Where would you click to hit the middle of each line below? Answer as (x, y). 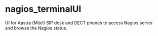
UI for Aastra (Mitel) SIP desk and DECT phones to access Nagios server (79, 23)
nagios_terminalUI (43, 9)
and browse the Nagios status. (36, 28)
